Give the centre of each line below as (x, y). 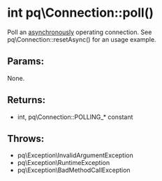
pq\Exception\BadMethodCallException (74, 170)
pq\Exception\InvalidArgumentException (75, 155)
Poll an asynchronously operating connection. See (80, 32)
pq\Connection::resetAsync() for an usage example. (82, 39)
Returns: (27, 100)
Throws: (26, 138)
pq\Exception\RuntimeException (64, 163)
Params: (25, 62)
